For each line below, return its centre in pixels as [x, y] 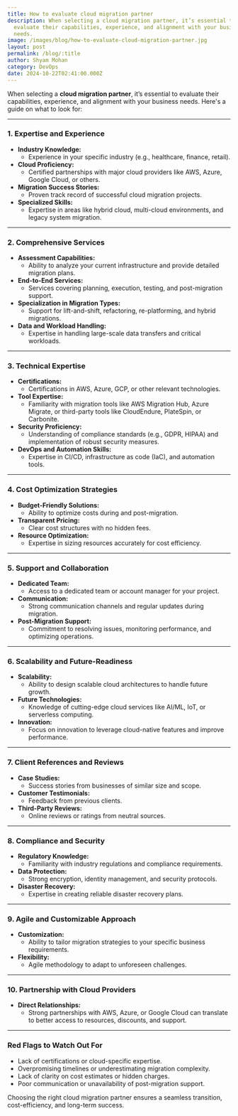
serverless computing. [61, 714]
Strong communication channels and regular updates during [116, 606]
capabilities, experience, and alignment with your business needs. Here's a [117, 101]
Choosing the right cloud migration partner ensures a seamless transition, [115, 1097]
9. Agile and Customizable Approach [72, 919]
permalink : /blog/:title [44, 54]
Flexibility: [33, 957]
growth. [39, 692]
